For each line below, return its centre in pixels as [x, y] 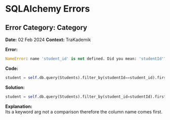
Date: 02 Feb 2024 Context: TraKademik [48, 39]
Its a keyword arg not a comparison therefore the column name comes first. [84, 111]
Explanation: [19, 106]
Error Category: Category [46, 28]
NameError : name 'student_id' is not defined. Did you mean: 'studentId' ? [86, 59]
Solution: [15, 87]
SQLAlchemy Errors [48, 9]
